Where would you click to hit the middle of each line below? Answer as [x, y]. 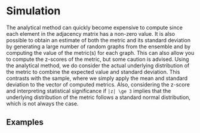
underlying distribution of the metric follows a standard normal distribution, [99, 97]
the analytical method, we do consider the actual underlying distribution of [98, 65]
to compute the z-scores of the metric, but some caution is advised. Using [98, 59]
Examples [25, 123]
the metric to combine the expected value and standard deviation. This [93, 72]
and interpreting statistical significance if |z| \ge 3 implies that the [89, 91]
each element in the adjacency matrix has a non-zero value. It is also [90, 33]
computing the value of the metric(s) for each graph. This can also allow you [100, 52]
